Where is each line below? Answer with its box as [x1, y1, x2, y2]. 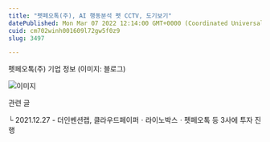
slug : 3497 [8, 34, 45, 43]
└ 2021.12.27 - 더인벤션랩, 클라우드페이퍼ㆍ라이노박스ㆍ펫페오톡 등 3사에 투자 [8, 116, 253, 125]
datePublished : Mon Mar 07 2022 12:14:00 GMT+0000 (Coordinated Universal [8, 19, 264, 27]
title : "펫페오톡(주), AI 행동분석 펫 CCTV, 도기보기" [8, 11, 172, 20]
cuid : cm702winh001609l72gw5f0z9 [8, 26, 121, 34]
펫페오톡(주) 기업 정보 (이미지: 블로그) [8, 64, 126, 74]
